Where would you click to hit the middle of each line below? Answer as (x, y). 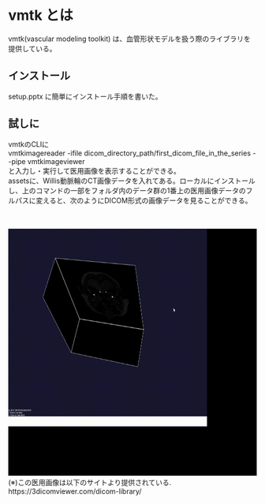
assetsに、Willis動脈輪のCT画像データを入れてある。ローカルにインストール (132, 181)
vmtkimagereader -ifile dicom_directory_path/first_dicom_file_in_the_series (129, 153)
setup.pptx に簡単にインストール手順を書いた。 (86, 96)
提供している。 (32, 48)
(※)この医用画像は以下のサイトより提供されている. (90, 482)
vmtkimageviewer (56, 161)
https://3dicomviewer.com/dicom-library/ (75, 491)
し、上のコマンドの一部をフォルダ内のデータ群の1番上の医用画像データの (127, 190)
